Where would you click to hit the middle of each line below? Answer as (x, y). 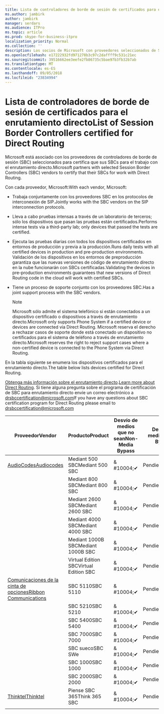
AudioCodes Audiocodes (35, 465)
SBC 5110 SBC (85, 586)
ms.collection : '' (24, 46)
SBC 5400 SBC (85, 620)
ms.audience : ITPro (25, 28)
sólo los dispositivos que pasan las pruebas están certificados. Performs (85, 221)
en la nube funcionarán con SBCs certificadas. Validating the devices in (83, 267)
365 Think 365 (85, 696)
